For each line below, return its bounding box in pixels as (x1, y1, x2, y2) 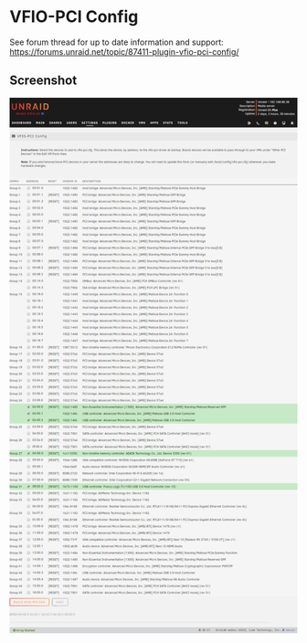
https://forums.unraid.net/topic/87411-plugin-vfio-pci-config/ (9, 46, 239, 57)
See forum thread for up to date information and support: (9, 37, 224, 47)
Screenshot (9, 73, 78, 89)
